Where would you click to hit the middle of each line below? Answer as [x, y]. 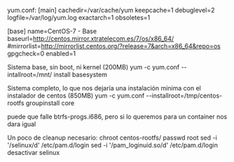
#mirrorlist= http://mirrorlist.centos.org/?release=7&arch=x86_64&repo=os [114, 46]
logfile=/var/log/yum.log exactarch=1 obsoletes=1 [79, 18]
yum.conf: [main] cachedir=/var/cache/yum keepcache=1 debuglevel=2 [111, 10]
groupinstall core [50, 103]
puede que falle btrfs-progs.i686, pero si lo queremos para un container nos [117, 116]
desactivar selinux [34, 153]
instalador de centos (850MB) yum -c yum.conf [76, 95]
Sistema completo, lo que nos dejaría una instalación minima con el [104, 88]
